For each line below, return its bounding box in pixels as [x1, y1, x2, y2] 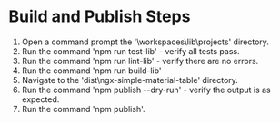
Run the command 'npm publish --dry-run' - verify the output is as [21, 84, 271, 95]
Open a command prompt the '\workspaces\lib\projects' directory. [21, 36, 270, 47]
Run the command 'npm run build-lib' [21, 65, 162, 76]
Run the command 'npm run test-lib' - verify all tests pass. [21, 45, 240, 56]
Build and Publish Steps [8, 6, 191, 27]
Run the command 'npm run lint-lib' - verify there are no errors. [21, 55, 259, 66]
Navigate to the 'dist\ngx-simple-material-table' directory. [21, 74, 238, 85]
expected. [21, 93, 60, 105]
